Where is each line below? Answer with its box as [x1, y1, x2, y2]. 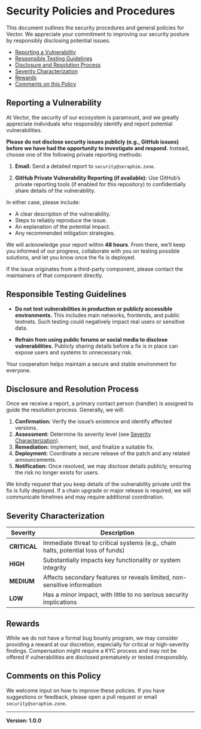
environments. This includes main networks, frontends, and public [14, 311, 180, 319]
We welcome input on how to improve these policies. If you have [6, 686, 165, 694]
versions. [14, 425, 38, 432]
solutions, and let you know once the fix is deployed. [6, 253, 136, 261]
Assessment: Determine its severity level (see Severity [14, 431, 151, 438]
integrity [42, 563, 67, 572]
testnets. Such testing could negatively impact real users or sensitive [14, 318, 185, 325]
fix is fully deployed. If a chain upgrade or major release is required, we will [6, 487, 191, 494]
